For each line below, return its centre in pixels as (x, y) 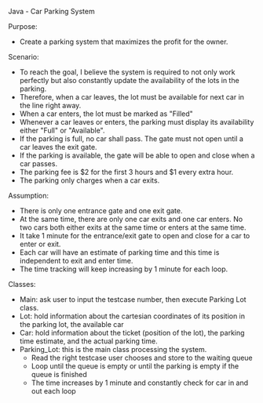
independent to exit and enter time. (76, 261)
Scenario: (24, 57)
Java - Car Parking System (52, 11)
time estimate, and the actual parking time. (89, 341)
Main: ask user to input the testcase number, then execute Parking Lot (133, 300)
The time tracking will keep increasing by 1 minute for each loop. (124, 269)
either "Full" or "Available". (62, 130)
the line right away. (50, 105)
